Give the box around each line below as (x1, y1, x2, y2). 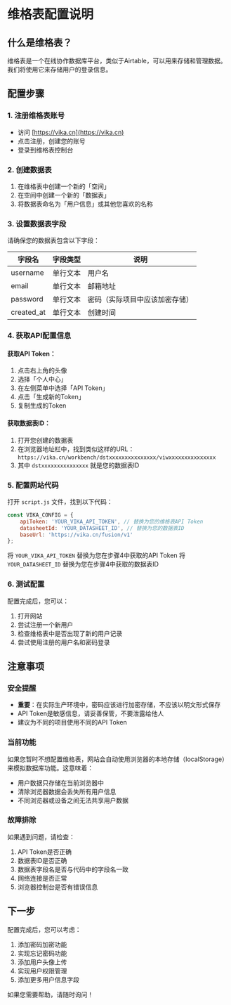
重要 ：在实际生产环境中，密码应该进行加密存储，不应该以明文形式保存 (17, 701, 221, 709)
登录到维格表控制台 (17, 145, 74, 154)
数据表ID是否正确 (17, 856, 67, 864)
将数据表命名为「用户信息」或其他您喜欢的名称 (17, 200, 153, 208)
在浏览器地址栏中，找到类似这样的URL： (17, 444, 135, 453)
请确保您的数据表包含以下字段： (7, 236, 100, 245)
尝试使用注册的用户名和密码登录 (17, 637, 110, 647)
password (11, 294, 44, 304)
